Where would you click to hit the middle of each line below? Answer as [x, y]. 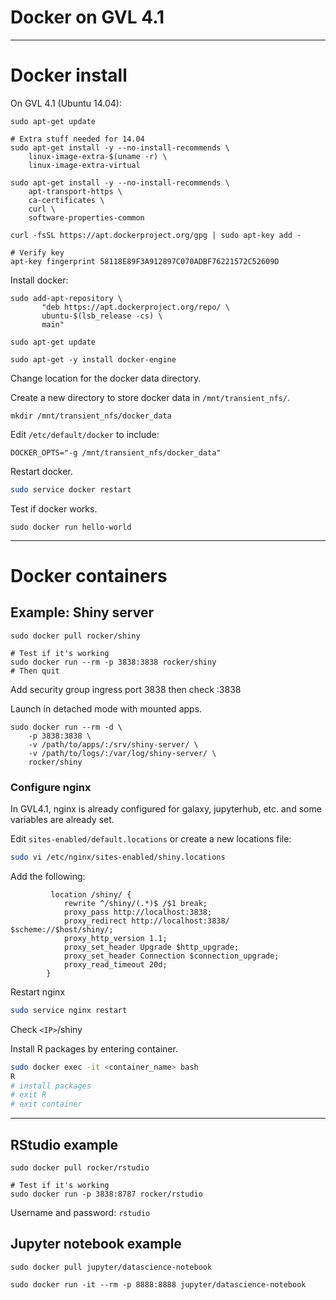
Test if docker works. [54, 508]
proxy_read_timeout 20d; [115, 964]
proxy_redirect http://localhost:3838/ [146, 921]
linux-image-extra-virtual [84, 165]
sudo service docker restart [71, 489]
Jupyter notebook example [96, 1244]
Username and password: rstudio [80, 1212]
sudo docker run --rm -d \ [66, 727]
